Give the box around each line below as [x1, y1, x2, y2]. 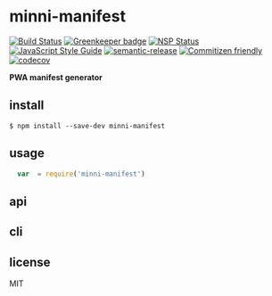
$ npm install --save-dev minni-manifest [9, 121, 166, 130]
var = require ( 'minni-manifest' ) [17, 169, 145, 178]
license [9, 254, 51, 269]
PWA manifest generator [9, 71, 103, 82]
